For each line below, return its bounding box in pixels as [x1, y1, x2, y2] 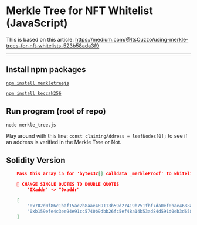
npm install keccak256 [6, 90, 62, 96]
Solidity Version [6, 155, 66, 165]
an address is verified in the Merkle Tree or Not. [6, 138, 122, 145]
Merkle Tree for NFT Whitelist [6, 4, 154, 18]
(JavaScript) [6, 16, 68, 30]
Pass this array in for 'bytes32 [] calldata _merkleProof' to [16, 171, 172, 177]
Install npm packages [6, 64, 86, 74]
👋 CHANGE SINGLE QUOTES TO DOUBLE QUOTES [16, 182, 119, 187]
